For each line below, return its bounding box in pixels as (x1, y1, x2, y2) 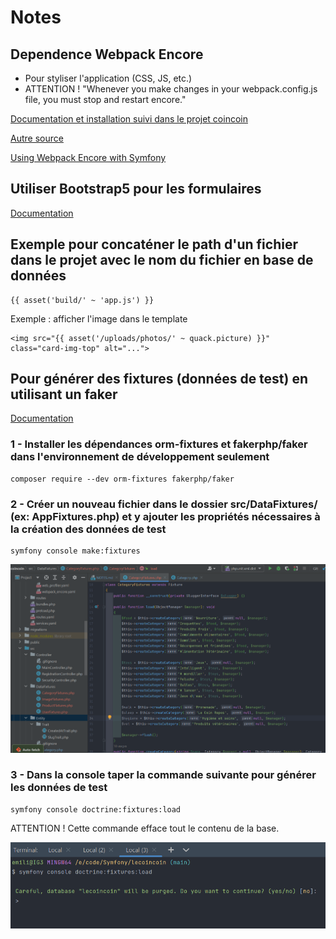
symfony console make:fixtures (10, 546, 141, 556)
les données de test (10, 781, 108, 795)
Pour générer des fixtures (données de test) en (10, 371, 309, 388)
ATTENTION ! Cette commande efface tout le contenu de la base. (10, 822, 280, 834)
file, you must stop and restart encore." (24, 94, 187, 105)
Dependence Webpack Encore (10, 46, 204, 63)
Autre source (10, 132, 64, 144)
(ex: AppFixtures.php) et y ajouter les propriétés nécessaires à (10, 509, 321, 523)
